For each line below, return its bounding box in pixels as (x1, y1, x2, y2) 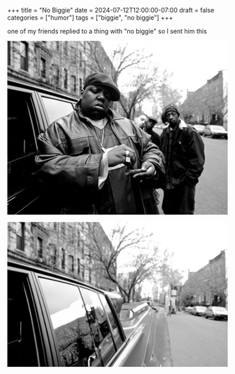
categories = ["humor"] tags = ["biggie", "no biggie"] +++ (7, 13, 173, 22)
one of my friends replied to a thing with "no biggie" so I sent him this (7, 27, 208, 35)
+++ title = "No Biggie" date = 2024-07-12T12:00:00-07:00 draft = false (7, 6, 215, 14)
